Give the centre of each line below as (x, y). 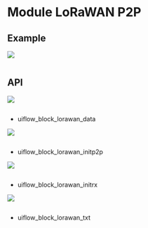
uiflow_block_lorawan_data (56, 119)
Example (27, 38)
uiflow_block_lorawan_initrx (58, 185)
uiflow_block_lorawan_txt (54, 217)
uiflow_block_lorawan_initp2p (60, 152)
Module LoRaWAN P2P (74, 12)
